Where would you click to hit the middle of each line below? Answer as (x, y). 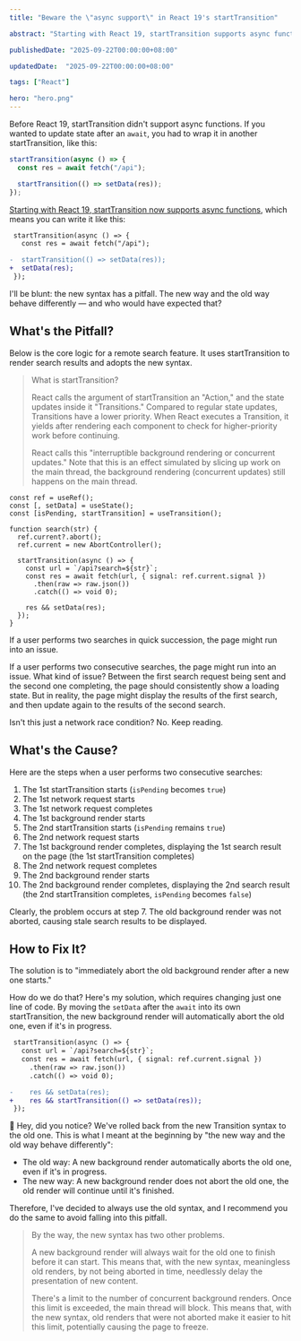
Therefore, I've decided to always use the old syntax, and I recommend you (149, 1208)
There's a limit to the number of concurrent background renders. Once (161, 1298)
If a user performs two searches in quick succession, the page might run (143, 640)
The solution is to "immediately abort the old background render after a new (149, 971)
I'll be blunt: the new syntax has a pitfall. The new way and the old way (140, 293)
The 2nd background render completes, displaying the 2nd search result (156, 885)
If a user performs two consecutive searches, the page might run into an (143, 666)
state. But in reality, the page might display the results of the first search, (143, 695)
